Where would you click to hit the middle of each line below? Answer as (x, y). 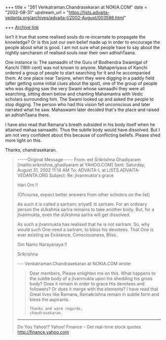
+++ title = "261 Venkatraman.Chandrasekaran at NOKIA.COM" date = (76, 7)
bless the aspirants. (49, 300)
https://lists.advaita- (89, 12)
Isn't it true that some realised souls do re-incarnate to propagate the (75, 37)
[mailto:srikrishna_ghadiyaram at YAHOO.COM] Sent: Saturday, (81, 165)
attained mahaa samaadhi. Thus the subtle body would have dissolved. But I (83, 130)
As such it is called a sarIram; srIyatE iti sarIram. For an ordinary (82, 204)
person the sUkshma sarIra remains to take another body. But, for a (86, 209)
